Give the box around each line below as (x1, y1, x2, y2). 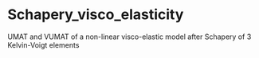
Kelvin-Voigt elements (7, 40, 80, 49)
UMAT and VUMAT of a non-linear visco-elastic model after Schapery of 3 (7, 32, 252, 41)
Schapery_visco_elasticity (7, 6, 184, 24)
